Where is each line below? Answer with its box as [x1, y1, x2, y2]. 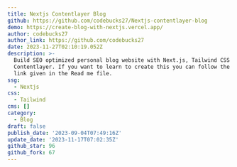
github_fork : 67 [7, 149, 55, 156]
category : [7, 109, 37, 117]
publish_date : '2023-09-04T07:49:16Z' [7, 129, 122, 136]
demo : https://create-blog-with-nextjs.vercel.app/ [7, 23, 163, 31]
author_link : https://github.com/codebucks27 [7, 37, 144, 44]
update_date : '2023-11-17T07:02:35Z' [7, 136, 119, 143]
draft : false [7, 122, 46, 130]
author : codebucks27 [7, 30, 69, 38]
